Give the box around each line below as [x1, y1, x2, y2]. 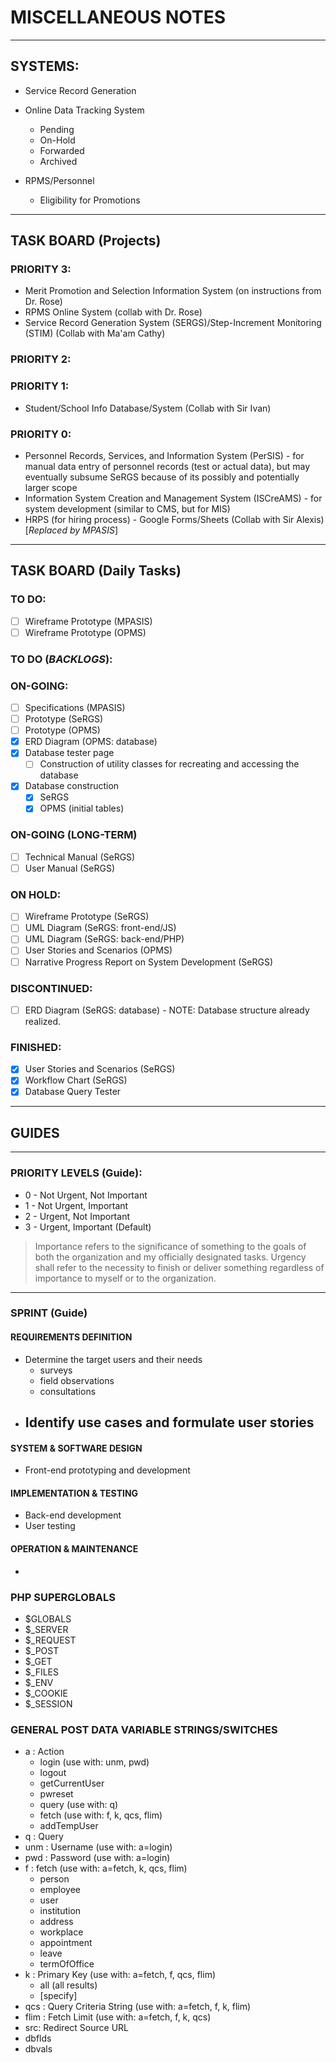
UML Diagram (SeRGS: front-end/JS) [24, 922, 177, 934]
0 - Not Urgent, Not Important [24, 1189, 148, 1201]
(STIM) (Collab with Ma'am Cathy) [24, 327, 166, 340]
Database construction [24, 780, 120, 792]
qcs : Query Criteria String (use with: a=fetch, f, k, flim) [24, 2001, 252, 2013]
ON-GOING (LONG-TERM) [10, 828, 138, 842]
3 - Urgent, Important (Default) [24, 1221, 152, 1233]
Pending [39, 123, 75, 135]
